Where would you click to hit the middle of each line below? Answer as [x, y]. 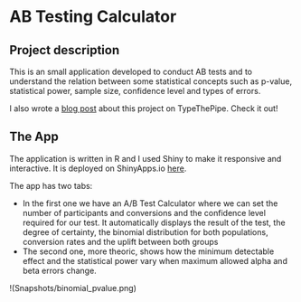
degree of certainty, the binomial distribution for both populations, [145, 231]
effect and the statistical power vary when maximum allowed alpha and [155, 260]
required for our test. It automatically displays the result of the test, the [154, 222]
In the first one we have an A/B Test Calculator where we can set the [150, 203]
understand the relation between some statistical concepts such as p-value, [150, 81]
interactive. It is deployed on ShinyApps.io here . [98, 168]
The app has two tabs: [51, 185]
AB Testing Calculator [93, 17]
